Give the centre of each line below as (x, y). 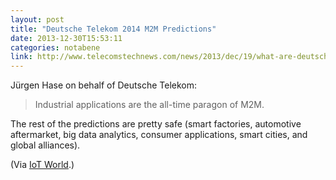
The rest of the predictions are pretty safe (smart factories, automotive (156, 124)
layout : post (37, 19)
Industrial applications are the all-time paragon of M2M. (149, 105)
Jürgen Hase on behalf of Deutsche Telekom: (103, 85)
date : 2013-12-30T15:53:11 (66, 38)
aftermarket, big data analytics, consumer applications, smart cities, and (159, 135)
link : (21, 57)
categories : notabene (55, 47)
